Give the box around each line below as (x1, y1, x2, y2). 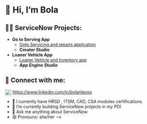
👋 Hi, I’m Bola (5, 4, 59, 15)
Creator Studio (19, 47, 50, 52)
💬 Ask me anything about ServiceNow (12, 108, 88, 114)
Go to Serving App (12, 36, 50, 42)
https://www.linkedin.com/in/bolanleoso (13, 89, 92, 95)
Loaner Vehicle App (12, 52, 53, 58)
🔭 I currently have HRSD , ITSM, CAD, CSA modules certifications (12, 98, 142, 104)
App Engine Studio (19, 62, 58, 68)
